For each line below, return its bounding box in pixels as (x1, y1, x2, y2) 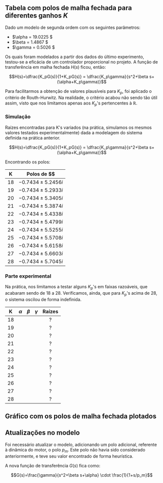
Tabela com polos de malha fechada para (5, 4, 132, 12)
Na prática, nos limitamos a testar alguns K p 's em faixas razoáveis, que (5, 284, 148, 291)
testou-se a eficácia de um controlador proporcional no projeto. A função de (5, 59, 158, 65)
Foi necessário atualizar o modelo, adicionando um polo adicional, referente (5, 442, 157, 447)
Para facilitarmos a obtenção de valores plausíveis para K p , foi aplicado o (5, 88, 152, 95)
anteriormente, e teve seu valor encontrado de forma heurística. (5, 453, 134, 459)
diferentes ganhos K (5, 12, 68, 20)
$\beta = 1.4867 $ (12, 39, 49, 45)
